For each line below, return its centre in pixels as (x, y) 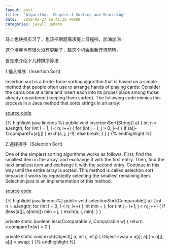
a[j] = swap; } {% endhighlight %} (41, 242)
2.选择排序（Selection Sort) (34, 144)
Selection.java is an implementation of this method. (59, 181)
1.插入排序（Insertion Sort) (33, 72)
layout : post (19, 10)
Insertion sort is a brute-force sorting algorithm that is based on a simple (81, 82)
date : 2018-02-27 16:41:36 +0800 (43, 19)
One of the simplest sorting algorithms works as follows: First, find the (79, 154)
